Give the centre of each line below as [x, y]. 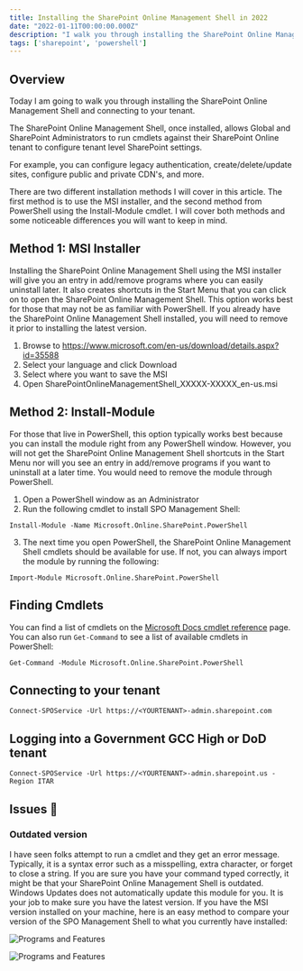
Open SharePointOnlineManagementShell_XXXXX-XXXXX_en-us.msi [150, 383]
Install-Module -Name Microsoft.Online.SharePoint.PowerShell [129, 525]
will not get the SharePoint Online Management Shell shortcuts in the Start [147, 453]
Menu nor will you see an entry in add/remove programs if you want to [140, 463]
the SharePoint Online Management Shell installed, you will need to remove [149, 318]
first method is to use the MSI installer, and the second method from [136, 202]
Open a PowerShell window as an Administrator [111, 499]
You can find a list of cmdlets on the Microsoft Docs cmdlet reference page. [150, 627]
